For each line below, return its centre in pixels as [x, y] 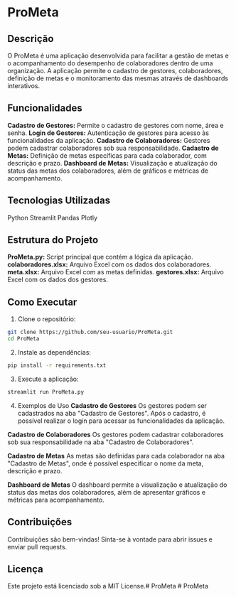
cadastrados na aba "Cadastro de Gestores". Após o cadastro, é [112, 413]
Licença [26, 569]
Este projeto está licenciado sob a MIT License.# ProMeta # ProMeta [108, 586]
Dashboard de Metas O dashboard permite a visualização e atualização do [117, 485]
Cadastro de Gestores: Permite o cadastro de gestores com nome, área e [116, 125]
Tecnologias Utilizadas [59, 201]
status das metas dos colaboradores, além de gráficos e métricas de [108, 171]
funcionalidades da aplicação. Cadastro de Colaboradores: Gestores [109, 140]
